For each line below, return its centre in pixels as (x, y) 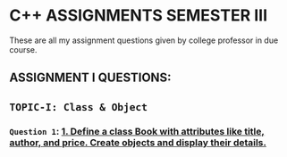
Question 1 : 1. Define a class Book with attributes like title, (137, 131)
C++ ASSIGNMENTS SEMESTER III (139, 16)
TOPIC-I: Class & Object (79, 107)
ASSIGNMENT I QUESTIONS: (90, 78)
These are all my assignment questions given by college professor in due (144, 40)
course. (23, 49)
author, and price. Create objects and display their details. (138, 142)
